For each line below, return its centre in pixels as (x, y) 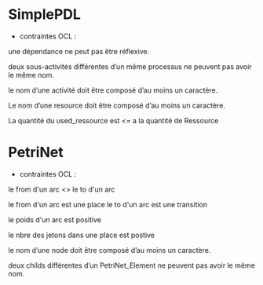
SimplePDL (44, 15)
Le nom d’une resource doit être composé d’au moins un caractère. (117, 105)
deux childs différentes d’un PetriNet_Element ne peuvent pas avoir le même (131, 265)
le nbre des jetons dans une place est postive (82, 235)
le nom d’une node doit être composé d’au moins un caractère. (110, 250)
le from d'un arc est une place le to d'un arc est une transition (108, 204)
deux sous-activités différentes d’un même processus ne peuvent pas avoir (130, 66)
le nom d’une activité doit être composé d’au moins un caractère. (113, 90)
